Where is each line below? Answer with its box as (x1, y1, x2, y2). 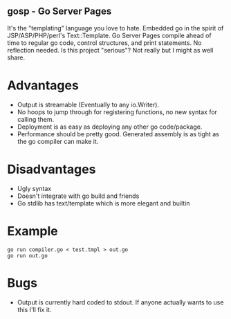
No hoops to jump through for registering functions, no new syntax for (17, 107, 218, 116)
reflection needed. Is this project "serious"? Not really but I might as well (7, 46, 214, 54)
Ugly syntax (17, 184, 52, 192)
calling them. (17, 115, 55, 123)
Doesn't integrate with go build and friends (17, 192, 140, 200)
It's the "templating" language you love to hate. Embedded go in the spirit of (7, 24, 224, 32)
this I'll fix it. (17, 305, 52, 313)
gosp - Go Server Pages (7, 6, 112, 17)
